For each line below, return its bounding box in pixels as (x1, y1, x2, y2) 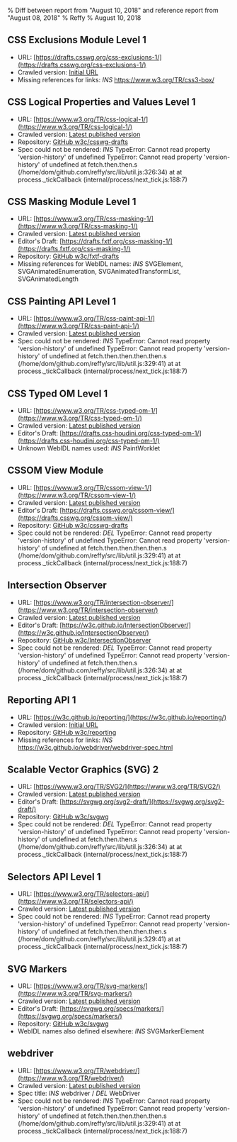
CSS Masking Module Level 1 (7, 196, 137, 208)
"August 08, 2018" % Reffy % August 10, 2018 (7, 13, 141, 22)
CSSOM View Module (7, 465, 104, 477)
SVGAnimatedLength (17, 275, 79, 283)
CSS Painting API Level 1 (7, 295, 117, 307)
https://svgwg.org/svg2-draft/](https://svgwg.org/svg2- (62, 797, 225, 806)
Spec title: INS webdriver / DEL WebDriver (17, 1089, 141, 1097)
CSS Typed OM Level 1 (7, 387, 108, 399)
